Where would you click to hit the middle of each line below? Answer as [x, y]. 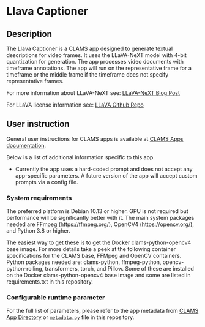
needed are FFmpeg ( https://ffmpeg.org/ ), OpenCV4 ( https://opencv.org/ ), [100, 224]
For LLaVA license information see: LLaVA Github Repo [75, 105]
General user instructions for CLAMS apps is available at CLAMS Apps [95, 138]
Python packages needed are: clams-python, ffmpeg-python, [84, 262]
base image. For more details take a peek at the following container [91, 249]
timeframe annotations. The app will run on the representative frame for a [99, 68]
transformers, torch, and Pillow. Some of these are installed [120, 269]
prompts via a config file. [47, 182]
